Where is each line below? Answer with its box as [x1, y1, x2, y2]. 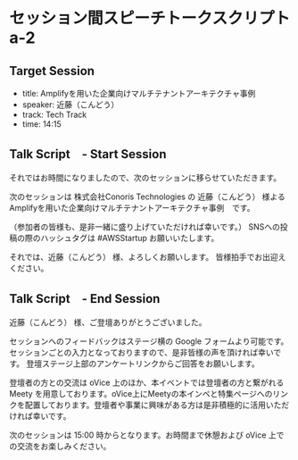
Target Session [9, 63, 95, 79]
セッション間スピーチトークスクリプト [9, 8, 291, 29]
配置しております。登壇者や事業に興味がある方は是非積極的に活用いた [24, 399, 282, 410]
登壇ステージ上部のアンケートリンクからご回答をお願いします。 [26, 358, 261, 369]
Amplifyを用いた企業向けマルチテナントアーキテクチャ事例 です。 [9, 202, 255, 213]
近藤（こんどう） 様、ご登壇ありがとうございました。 [9, 316, 207, 327]
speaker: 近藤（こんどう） [21, 99, 120, 110]
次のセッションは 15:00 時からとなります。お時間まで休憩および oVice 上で [9, 430, 285, 440]
